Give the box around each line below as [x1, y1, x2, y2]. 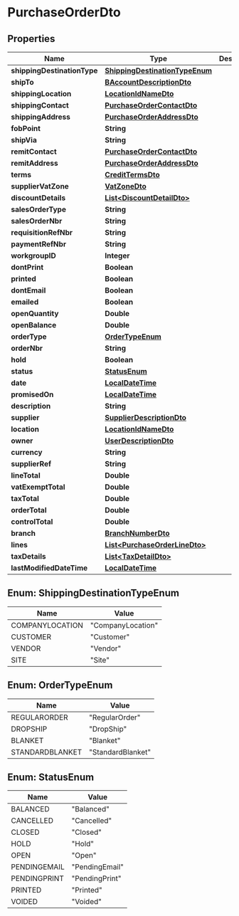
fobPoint [11, 124, 41, 133]
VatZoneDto [105, 181, 147, 191]
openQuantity [11, 309, 59, 318]
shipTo [11, 78, 34, 87]
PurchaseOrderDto [7, 4, 121, 21]
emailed [11, 297, 39, 307]
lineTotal [11, 470, 41, 480]
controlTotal [11, 517, 53, 527]
